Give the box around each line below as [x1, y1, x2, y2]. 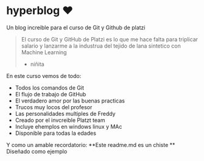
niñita [30, 60, 44, 68]
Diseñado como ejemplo [6, 148, 68, 155]
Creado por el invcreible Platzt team [15, 116, 105, 124]
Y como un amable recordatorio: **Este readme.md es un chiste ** [6, 141, 175, 148]
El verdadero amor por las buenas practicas [15, 97, 125, 104]
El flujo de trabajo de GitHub [15, 90, 86, 98]
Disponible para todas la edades [15, 129, 96, 137]
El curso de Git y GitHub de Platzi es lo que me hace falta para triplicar [21, 35, 199, 43]
